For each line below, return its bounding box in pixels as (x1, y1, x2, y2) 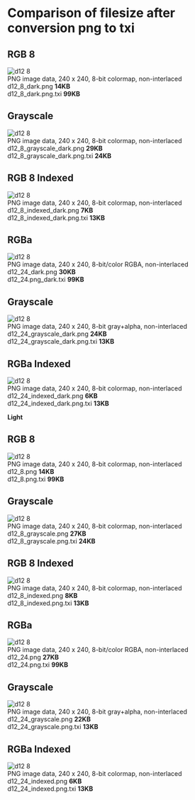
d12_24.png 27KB (7, 653, 59, 662)
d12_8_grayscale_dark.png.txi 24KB (7, 151, 112, 160)
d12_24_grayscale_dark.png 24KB (7, 329, 108, 338)
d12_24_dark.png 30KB (7, 268, 76, 276)
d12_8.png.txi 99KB (7, 475, 65, 483)
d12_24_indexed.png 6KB (7, 777, 82, 785)
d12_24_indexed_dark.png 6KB (7, 392, 98, 400)
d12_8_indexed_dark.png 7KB (7, 205, 94, 214)
